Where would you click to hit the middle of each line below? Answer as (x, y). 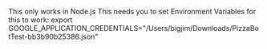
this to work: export (40, 20)
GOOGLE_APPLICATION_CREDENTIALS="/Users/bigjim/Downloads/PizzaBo (133, 28)
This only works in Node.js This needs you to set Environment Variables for (132, 11)
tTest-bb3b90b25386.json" (53, 36)
